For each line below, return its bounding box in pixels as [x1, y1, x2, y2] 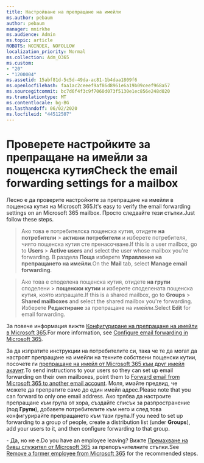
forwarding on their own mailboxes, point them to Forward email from [6, 373, 180, 381]
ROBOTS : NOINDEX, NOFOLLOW [6, 43, 75, 49]
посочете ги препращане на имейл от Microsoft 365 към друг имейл [6, 361, 185, 368]
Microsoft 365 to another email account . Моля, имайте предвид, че [6, 379, 178, 387]
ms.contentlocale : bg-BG [6, 99, 69, 106]
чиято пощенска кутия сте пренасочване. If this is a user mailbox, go [21, 240, 198, 248]
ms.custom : [6, 60, 34, 66]
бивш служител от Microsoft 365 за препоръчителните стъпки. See [6, 443, 180, 451]
